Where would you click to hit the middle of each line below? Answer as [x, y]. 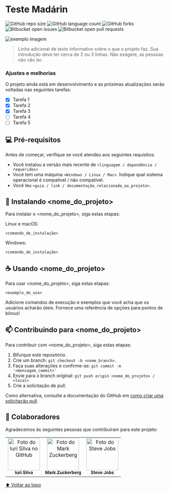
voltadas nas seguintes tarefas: [38, 90]
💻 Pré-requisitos [33, 140]
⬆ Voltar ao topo [23, 485]
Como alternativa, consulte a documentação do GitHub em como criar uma [84, 395]
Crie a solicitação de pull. [39, 385]
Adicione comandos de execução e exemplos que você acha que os [77, 302]
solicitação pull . [22, 401]
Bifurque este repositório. [39, 355]
